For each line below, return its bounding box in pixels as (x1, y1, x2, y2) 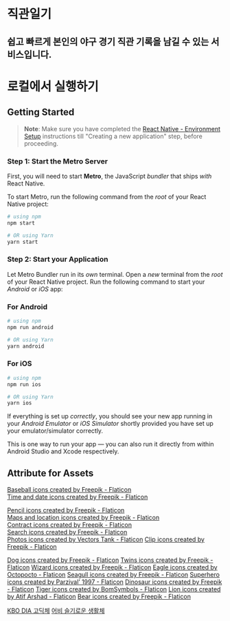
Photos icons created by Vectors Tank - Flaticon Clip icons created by (7, 535, 205, 543)
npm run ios (7, 381, 41, 388)
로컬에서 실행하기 (7, 78, 99, 94)
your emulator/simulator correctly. (7, 427, 104, 435)
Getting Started (7, 106, 75, 118)
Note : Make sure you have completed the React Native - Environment (23, 124, 221, 133)
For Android (7, 302, 48, 311)
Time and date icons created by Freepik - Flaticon (7, 493, 148, 501)
